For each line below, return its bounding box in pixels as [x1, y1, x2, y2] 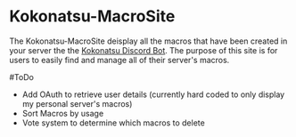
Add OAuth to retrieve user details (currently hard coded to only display [21, 89, 285, 100]
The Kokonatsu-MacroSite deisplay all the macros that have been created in [9, 36, 288, 46]
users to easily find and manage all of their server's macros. [9, 54, 230, 65]
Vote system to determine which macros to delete [21, 117, 205, 128]
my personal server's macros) [21, 98, 133, 109]
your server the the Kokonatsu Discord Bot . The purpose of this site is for [9, 44, 278, 55]
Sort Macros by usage [21, 108, 104, 118]
